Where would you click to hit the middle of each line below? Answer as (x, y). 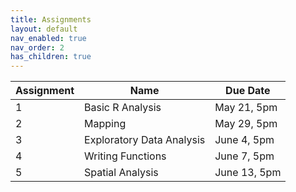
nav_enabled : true (48, 38)
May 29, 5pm (246, 124)
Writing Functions (125, 156)
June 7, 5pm (244, 156)
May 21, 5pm (246, 108)
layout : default (44, 29)
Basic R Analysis (123, 108)
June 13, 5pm (248, 173)
